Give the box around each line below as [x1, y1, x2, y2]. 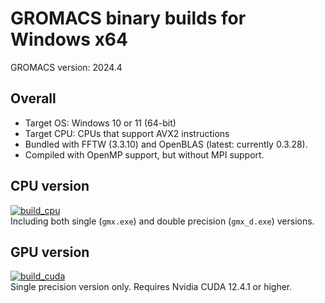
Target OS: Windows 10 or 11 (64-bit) [24, 117, 177, 129]
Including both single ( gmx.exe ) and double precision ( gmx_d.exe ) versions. [10, 215, 315, 227]
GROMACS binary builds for [10, 7, 247, 30]
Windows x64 [10, 28, 128, 51]
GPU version [10, 243, 90, 261]
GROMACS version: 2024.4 [10, 61, 123, 73]
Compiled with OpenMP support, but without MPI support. [24, 148, 265, 161]
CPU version [10, 178, 90, 195]
